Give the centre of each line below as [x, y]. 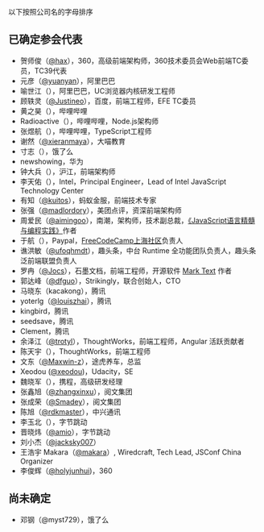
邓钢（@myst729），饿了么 [64, 519]
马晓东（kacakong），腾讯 [63, 291]
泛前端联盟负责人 [48, 260]
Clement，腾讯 [45, 331]
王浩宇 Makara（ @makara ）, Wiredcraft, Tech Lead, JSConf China [130, 452]
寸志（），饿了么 [47, 151]
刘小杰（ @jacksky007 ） [60, 442]
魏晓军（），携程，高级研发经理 [71, 381]
